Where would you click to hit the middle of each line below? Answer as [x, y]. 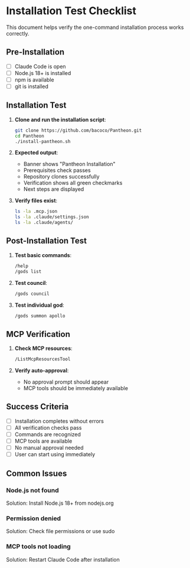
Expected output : [36, 152]
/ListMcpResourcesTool [42, 359]
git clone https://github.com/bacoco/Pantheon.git [78, 130]
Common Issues [37, 473]
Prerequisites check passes [57, 170]
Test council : [31, 283]
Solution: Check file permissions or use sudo [60, 531]
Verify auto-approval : [42, 371]
